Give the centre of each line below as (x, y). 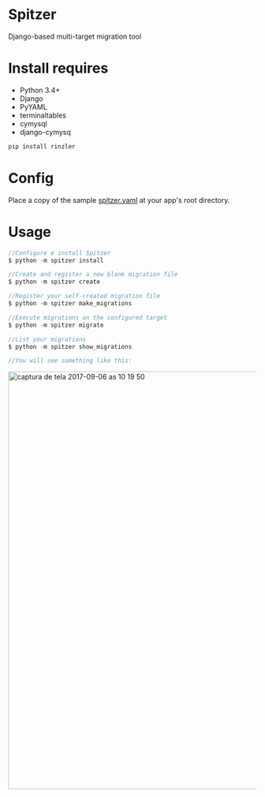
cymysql (33, 123)
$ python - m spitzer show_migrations (70, 346)
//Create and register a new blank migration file (93, 275)
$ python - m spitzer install (56, 260)
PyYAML (33, 107)
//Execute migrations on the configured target (88, 317)
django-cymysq (45, 132)
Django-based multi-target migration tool (75, 36)
